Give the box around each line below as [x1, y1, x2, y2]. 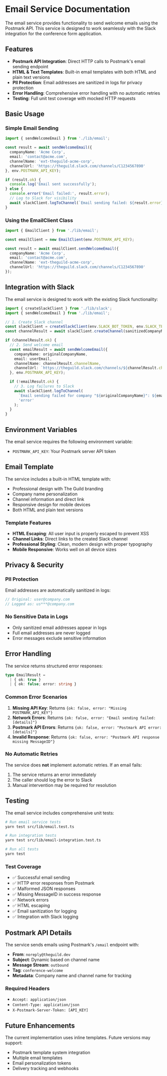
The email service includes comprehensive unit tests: [5, 810, 114, 816]
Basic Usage [5, 110, 45, 118]
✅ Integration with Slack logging [12, 914, 79, 920]
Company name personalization [12, 491, 78, 497]
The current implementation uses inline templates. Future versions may [5, 1035, 151, 1041]
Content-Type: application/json [12, 1003, 80, 1008]
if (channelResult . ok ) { [5, 338, 57, 343]
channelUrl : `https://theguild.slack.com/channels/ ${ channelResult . [14, 365, 159, 371]
